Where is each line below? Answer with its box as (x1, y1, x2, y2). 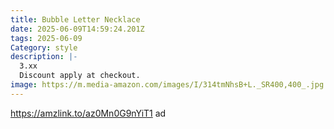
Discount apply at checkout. (19, 71, 141, 81)
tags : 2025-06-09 (10, 33, 83, 43)
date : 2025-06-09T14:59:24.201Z (10, 24, 145, 34)
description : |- (10, 52, 78, 62)
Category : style (10, 42, 78, 53)
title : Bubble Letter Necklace (10, 14, 141, 25)
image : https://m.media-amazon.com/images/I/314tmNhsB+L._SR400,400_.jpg (10, 80, 325, 90)
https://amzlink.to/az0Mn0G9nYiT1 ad (10, 107, 167, 119)
